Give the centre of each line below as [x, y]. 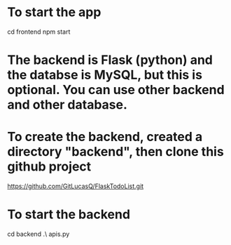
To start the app [54, 12]
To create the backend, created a [105, 137]
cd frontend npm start [39, 32]
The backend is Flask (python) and [110, 60]
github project [49, 167]
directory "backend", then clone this [115, 152]
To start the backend [69, 214]
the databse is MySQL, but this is [105, 75]
